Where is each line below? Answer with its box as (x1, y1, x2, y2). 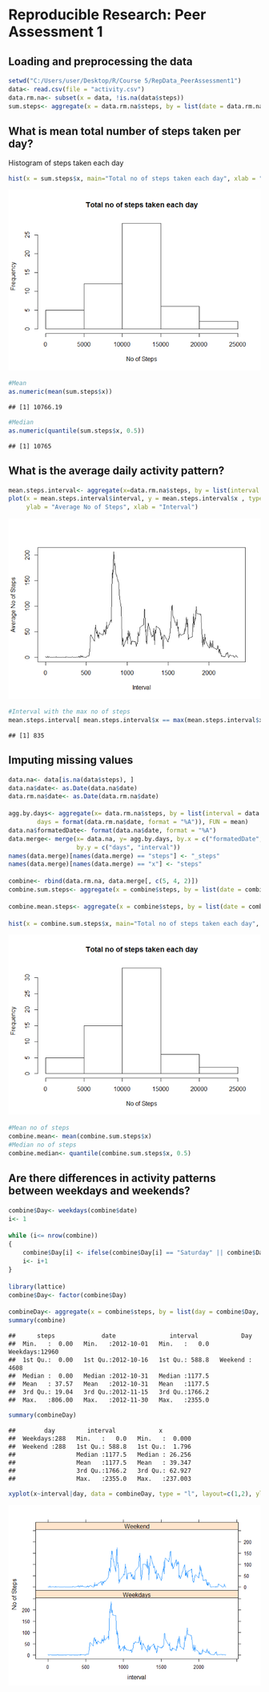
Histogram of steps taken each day (8, 158, 124, 168)
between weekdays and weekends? (8, 1184, 191, 1198)
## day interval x (8, 1426, 163, 1434)
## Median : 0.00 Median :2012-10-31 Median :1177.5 (8, 1372, 210, 1380)
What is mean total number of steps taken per (8, 124, 242, 138)
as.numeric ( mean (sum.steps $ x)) (8, 387, 113, 396)
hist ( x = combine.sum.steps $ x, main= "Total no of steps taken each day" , (8, 919, 260, 927)
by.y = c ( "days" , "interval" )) (76, 843, 181, 851)
